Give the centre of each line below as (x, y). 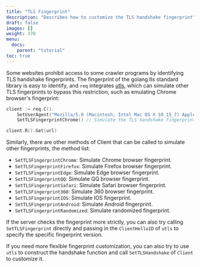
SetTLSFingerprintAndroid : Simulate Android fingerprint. (84, 204)
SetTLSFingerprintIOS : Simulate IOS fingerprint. (73, 198)
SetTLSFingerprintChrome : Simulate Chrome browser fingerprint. (93, 160)
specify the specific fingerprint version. (54, 235)
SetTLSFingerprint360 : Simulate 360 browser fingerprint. (85, 191)
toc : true (18, 56)
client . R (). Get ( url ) (32, 131)
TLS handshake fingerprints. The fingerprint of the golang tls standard (92, 79)
